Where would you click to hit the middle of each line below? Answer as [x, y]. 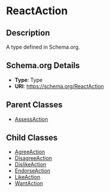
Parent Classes [34, 105]
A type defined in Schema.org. [43, 47]
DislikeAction [30, 165]
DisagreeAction [33, 158]
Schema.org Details [43, 65]
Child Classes [32, 138]
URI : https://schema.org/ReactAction [59, 86]
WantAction [29, 183]
